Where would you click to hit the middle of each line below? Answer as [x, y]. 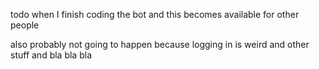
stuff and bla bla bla [51, 55]
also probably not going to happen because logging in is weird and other [160, 44]
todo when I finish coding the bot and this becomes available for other [155, 14]
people [25, 25]
